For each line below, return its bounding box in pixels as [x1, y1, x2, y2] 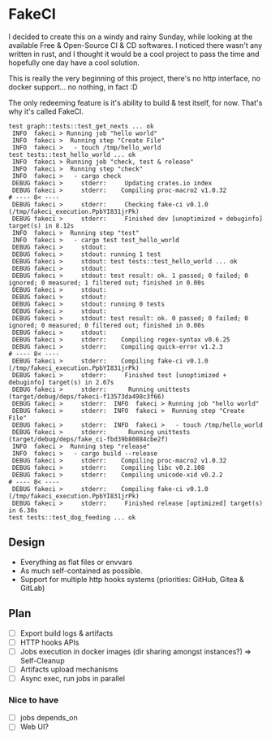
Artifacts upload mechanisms [19, 664, 118, 674]
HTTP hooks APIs [19, 637, 80, 647]
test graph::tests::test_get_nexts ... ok [8, 122, 154, 130]
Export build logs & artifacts [19, 628, 114, 638]
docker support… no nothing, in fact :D [8, 82, 138, 92]
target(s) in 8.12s [8, 221, 75, 230]
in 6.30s [8, 506, 38, 515]
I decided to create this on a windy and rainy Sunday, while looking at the [8, 32, 253, 41]
